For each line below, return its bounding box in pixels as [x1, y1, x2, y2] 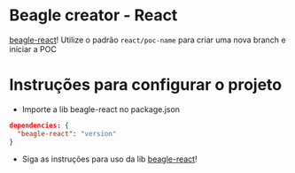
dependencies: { [9, 121, 69, 130]
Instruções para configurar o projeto [9, 75, 283, 95]
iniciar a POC [9, 43, 58, 54]
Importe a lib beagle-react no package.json [21, 103, 180, 115]
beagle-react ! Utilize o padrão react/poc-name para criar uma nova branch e [9, 34, 286, 45]
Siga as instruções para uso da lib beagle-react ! [21, 154, 198, 164]
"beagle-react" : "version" [17, 129, 117, 138]
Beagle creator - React [9, 5, 178, 26]
